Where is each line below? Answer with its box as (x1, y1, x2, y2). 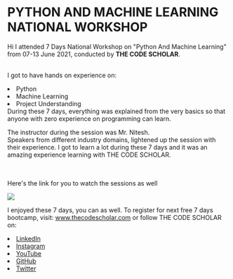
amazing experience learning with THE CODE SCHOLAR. (7, 150, 171, 159)
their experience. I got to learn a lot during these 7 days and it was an (7, 143, 208, 151)
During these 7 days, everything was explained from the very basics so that (7, 107, 226, 115)
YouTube (16, 249, 42, 257)
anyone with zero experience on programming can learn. (7, 114, 172, 123)
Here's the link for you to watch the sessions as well (7, 179, 158, 187)
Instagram (16, 242, 46, 250)
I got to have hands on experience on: (7, 71, 117, 79)
